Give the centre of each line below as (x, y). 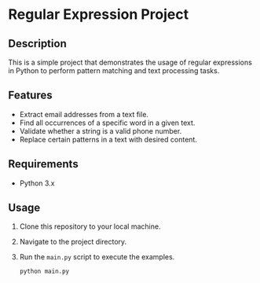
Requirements (43, 164)
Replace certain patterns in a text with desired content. (108, 139)
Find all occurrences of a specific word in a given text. (107, 123)
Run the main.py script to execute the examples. (97, 257)
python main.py (44, 272)
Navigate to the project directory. (73, 242)
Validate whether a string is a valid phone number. (101, 130)
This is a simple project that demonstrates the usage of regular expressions (130, 62)
